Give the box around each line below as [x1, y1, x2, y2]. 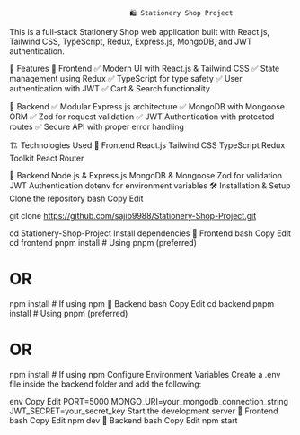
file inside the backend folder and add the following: [9, 378, 202, 389]
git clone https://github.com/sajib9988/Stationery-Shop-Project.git [9, 211, 257, 221]
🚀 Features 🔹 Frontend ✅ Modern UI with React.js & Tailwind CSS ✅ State [9, 63, 280, 74]
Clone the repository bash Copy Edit [9, 193, 144, 204]
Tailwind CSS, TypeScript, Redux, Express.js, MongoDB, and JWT [9, 36, 252, 47]
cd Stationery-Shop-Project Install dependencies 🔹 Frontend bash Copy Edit [9, 228, 292, 239]
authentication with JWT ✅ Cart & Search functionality [9, 83, 211, 93]
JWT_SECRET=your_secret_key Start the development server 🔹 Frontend [9, 405, 278, 416]
